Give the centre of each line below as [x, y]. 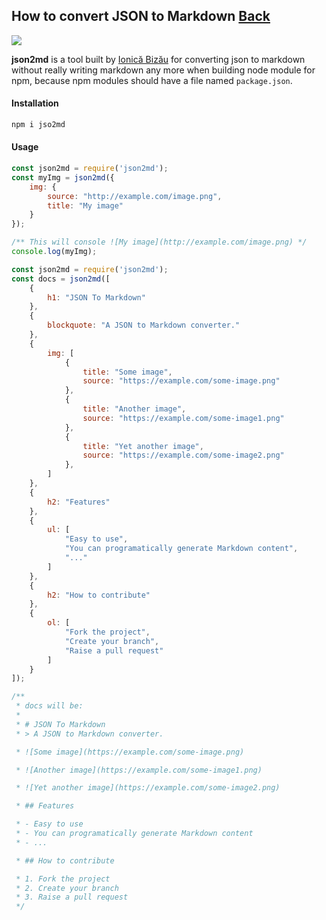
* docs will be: [49, 706]
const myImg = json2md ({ [63, 177]
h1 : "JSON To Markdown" [96, 297]
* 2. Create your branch [67, 888]
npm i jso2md [38, 125]
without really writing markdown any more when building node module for [163, 70]
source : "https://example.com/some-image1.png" [183, 418]
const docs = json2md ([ [61, 279]
